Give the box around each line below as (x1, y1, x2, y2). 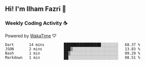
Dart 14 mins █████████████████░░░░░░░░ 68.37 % (5, 42, 140, 47)
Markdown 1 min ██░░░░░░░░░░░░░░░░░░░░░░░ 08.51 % (5, 55, 140, 60)
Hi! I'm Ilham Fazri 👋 (5, 5, 67, 13)
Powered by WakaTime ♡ (5, 33, 57, 39)
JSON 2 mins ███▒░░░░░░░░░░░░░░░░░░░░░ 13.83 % (5, 46, 140, 51)
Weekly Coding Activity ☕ (5, 20, 68, 27)
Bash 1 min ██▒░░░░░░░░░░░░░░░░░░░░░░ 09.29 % (5, 51, 140, 56)
